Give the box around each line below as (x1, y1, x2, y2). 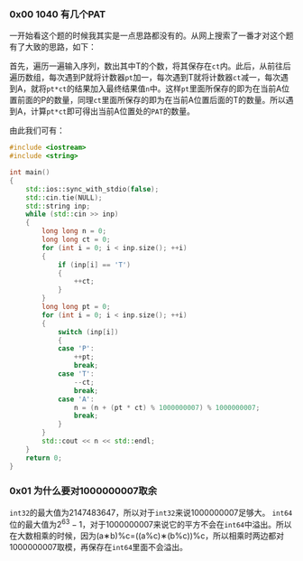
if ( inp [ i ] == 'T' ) (57, 260, 131, 269)
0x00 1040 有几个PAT (9, 7, 106, 20)
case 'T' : (57, 369, 95, 379)
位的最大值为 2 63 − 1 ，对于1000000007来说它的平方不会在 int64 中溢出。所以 (9, 517, 292, 529)
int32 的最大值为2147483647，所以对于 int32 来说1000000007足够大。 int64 (9, 507, 293, 518)
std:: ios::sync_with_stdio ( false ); (25, 184, 160, 193)
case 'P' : (57, 344, 95, 353)
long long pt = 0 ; (41, 303, 111, 312)
